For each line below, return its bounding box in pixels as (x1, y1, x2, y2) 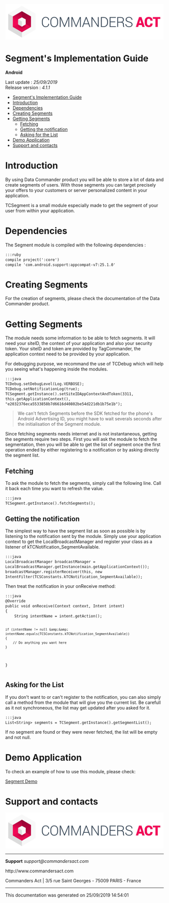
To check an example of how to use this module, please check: (5, 768, 136, 774)
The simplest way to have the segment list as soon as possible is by (5, 528, 146, 534)
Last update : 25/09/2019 (5, 79, 58, 85)
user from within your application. (5, 208, 75, 214)
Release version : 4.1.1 (5, 84, 50, 91)
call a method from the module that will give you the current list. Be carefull (5, 699, 161, 705)
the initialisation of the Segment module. (17, 421, 102, 427)
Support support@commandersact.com (5, 858, 89, 864)
